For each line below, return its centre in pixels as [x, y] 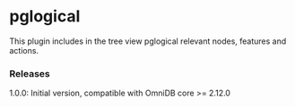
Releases [30, 73]
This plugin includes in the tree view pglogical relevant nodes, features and [148, 41]
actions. [24, 50]
